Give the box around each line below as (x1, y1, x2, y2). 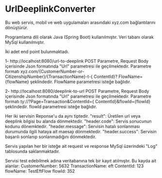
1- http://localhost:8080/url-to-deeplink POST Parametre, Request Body (5, 58, 149, 64)
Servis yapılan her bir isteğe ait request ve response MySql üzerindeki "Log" (5, 143, 158, 149)
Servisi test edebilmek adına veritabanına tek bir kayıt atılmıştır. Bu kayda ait (5, 158, 157, 163)
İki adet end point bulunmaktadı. (5, 49, 69, 54)
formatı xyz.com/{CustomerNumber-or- (5, 68, 84, 74)
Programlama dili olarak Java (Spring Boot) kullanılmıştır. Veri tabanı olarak (5, 34, 154, 40)
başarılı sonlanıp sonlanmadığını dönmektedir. (5, 134, 97, 140)
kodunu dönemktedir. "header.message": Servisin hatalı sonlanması (5, 123, 140, 129)
